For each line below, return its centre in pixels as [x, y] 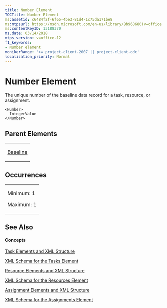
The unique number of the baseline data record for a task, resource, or [78, 95]
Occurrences [26, 175]
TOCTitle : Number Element [32, 15]
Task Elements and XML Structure [40, 251]
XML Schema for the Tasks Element [42, 261]
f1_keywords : [19, 43]
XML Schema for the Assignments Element [49, 300]
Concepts [15, 240]
